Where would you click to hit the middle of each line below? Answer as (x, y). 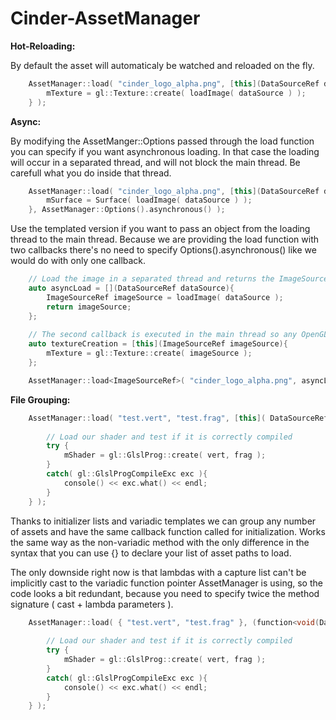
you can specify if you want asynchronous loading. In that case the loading (165, 151)
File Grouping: (40, 399)
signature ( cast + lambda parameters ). (92, 604)
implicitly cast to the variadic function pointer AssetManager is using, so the (166, 583)
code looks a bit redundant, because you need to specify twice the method (165, 593)
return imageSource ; (89, 307)
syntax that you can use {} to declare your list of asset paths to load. (151, 553)
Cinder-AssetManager (105, 18)
